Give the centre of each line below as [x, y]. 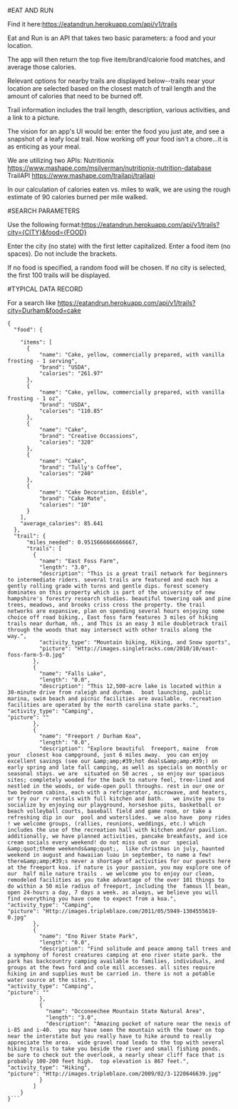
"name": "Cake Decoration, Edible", [93, 492]
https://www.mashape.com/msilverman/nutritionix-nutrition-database [110, 168]
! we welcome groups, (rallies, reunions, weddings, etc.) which [106, 824]
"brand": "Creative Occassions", [89, 436]
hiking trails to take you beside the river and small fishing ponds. [114, 1049]
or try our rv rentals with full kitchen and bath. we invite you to [116, 799]
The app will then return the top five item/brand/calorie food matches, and [117, 59]
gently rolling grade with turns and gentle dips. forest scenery [108, 586]
